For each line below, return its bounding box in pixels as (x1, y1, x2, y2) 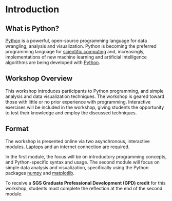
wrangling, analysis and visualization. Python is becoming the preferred (5, 43, 157, 49)
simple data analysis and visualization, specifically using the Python (5, 164, 149, 170)
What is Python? (5, 24, 60, 33)
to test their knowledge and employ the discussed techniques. (5, 109, 137, 116)
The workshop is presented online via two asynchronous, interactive (5, 138, 150, 144)
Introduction (5, 4, 60, 15)
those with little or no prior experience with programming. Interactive (5, 98, 151, 105)
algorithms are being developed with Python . (5, 59, 100, 65)
